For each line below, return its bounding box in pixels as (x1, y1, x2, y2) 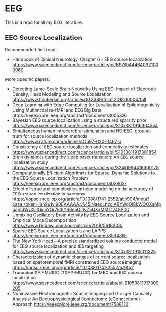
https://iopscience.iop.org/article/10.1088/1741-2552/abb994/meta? (12, 196, 150, 202)
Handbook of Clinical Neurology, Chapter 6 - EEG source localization (12, 56, 153, 62)
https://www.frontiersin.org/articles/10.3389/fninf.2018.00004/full (12, 96, 147, 102)
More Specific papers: (5, 76, 50, 82)
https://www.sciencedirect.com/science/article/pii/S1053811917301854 (12, 149, 157, 155)
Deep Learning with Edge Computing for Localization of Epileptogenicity (12, 102, 160, 108)
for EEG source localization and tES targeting (12, 243, 104, 249)
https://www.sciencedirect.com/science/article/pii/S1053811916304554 (12, 122, 158, 128)
